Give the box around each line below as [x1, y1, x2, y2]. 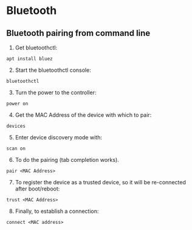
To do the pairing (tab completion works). [15, 156, 120, 163]
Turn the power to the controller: [15, 89, 97, 96]
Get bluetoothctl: [15, 44, 58, 51]
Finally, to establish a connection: [15, 207, 99, 215]
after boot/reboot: [15, 185, 60, 192]
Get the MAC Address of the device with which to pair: [15, 111, 152, 119]
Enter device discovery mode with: [15, 134, 102, 141]
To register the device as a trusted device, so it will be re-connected [15, 179, 187, 186]
